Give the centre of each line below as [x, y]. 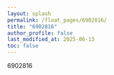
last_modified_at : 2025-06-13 [51, 40]
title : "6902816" [32, 26]
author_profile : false [40, 33]
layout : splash [29, 14]
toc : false [23, 46]
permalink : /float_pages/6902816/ [57, 20]
